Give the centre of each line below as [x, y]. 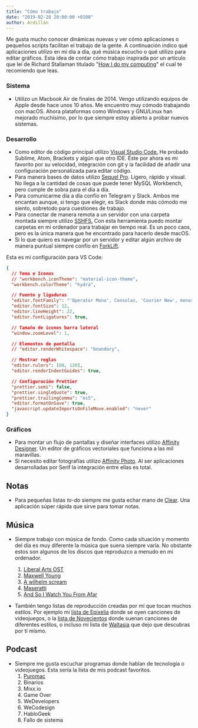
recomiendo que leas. [32, 71]
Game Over [37, 695]
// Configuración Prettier [44, 381]
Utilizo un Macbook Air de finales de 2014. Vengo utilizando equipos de [101, 98]
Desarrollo [22, 139]
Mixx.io [32, 689]
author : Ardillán [27, 22]
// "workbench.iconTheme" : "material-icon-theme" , [75, 279]
